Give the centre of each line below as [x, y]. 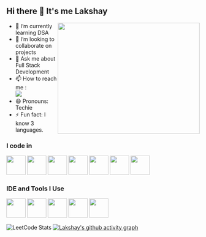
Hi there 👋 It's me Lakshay [57, 11]
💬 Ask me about [35, 58]
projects [26, 52]
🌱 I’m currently [34, 26]
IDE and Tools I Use [35, 189]
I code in [19, 146]
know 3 [25, 123]
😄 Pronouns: [32, 101]
